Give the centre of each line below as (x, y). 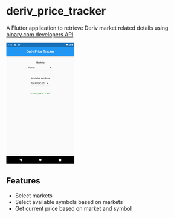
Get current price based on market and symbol (73, 208)
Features (23, 181)
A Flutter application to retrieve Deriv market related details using (87, 28)
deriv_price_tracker (56, 11)
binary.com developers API (40, 34)
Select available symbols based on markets (69, 202)
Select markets (34, 196)
